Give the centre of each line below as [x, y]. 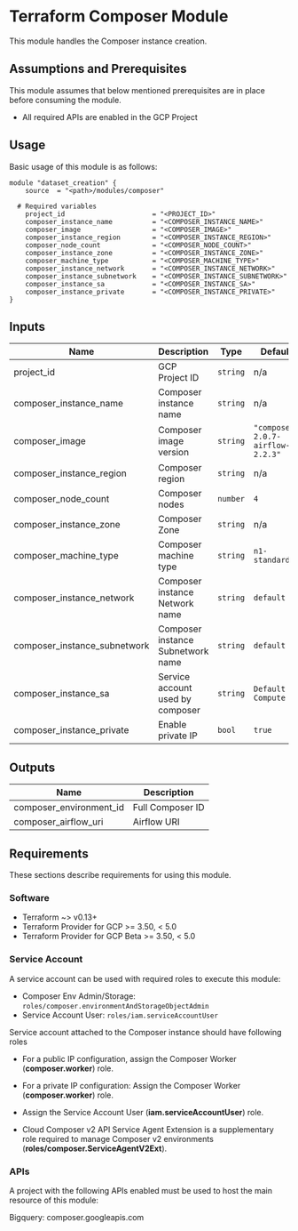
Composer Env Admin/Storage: [78, 996]
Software [30, 897]
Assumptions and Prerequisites [98, 69]
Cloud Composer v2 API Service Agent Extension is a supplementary [148, 1129]
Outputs [32, 767]
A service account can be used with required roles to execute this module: [145, 978]
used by [175, 699]
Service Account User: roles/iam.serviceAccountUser [120, 1015]
